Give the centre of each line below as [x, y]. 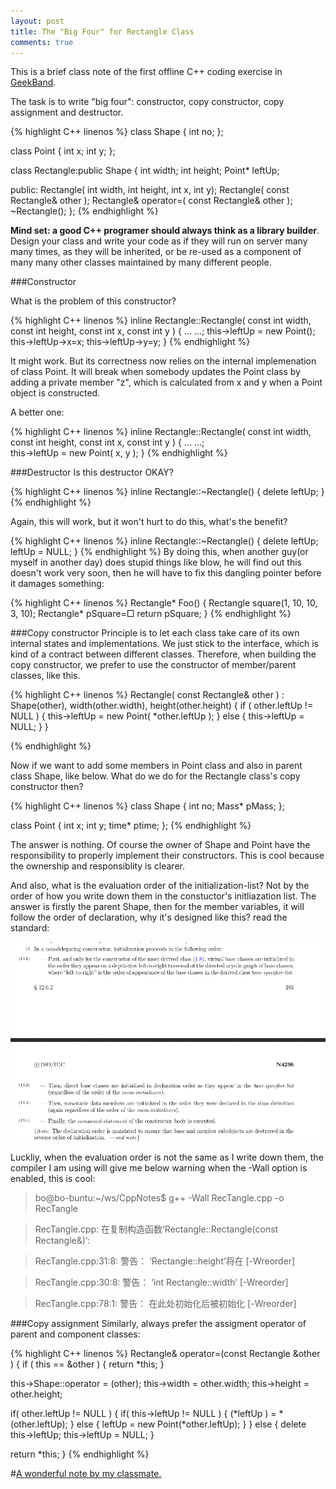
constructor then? [47, 787]
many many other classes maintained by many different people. [141, 262]
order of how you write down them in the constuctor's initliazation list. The [163, 896]
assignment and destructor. [67, 112]
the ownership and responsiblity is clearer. [97, 866]
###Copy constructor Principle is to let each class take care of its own [155, 633]
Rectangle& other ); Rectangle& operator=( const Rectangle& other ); [151, 201]
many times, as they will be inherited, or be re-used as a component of [156, 252]
